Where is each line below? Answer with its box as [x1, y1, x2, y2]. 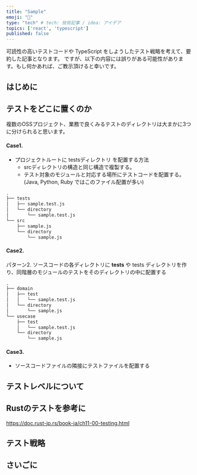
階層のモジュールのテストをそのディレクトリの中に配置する [21, 268, 167, 275]
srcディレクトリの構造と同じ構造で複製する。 [23, 163, 135, 170]
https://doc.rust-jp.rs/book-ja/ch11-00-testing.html [6, 419, 130, 426]
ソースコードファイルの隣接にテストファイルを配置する [14, 362, 150, 369]
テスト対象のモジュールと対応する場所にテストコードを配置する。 [23, 170, 185, 178]
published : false [6, 31, 49, 37]
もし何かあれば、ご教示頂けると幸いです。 [15, 63, 120, 70]
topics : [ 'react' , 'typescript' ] [6, 25, 89, 31]
